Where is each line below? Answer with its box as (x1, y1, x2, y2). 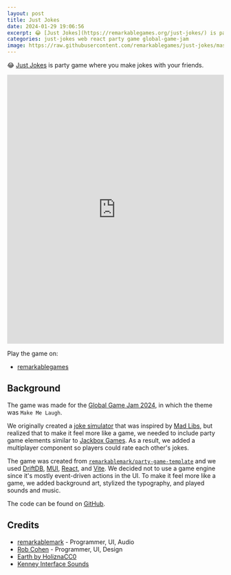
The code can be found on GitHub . (7, 499, 105, 508)
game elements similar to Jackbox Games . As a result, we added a (7, 436, 196, 444)
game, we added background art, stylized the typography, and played (7, 479, 205, 487)
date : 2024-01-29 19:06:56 (7, 23, 85, 30)
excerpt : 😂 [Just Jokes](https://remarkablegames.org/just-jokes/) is (7, 29, 217, 36)
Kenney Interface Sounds (16, 559, 89, 568)
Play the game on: (7, 349, 58, 357)
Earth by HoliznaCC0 (16, 552, 77, 561)
